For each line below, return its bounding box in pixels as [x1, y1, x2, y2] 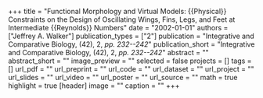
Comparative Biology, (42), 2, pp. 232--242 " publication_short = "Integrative [8, 40, 255, 49]
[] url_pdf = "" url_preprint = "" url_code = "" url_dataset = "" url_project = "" [8, 65, 254, 73]
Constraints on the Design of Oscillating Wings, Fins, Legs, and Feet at [8, 15, 236, 24]
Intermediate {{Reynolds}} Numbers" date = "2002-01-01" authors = [8, 23, 229, 32]
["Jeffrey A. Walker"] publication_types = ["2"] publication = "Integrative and [8, 31, 254, 40]
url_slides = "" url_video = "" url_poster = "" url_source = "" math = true [8, 73, 238, 82]
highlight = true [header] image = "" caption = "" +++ [8, 81, 180, 90]
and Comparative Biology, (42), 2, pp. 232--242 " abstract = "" [8, 48, 209, 57]
